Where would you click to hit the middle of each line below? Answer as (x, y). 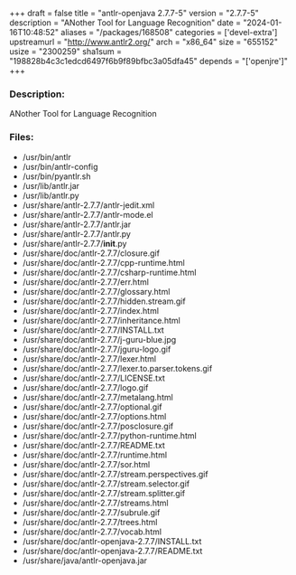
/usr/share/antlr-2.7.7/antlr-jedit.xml (88, 205)
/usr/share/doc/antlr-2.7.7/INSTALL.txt (93, 330)
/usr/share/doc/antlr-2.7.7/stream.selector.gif (106, 484)
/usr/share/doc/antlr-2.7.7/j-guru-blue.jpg (99, 339)
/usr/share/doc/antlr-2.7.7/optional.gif (92, 407)
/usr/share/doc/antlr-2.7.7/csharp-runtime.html (109, 272)
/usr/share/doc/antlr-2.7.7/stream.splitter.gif (104, 493)
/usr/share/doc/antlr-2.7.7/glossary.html (96, 291)
